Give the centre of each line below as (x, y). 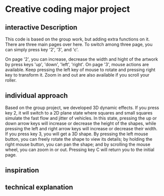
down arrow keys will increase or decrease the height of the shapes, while (81, 123)
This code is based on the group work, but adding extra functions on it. (77, 39)
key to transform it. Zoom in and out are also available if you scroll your (77, 75)
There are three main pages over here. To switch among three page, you (79, 44)
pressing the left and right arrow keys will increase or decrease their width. (81, 128)
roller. (11, 80)
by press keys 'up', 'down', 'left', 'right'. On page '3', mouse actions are (77, 64)
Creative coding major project (67, 9)
